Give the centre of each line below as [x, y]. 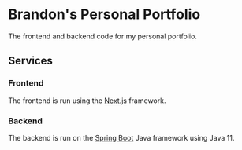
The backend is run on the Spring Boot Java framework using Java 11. [121, 137]
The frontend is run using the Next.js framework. [87, 101]
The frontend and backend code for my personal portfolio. [102, 36]
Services [31, 61]
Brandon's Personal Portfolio [104, 15]
